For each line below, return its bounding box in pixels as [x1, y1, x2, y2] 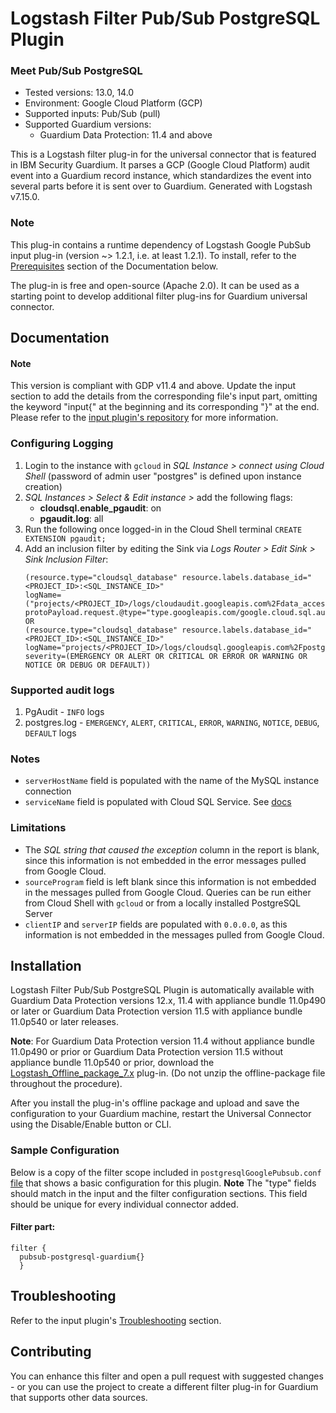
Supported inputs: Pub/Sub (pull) [24, 108, 161, 120]
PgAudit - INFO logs [24, 705, 105, 717]
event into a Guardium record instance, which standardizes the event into [10, 170, 312, 182]
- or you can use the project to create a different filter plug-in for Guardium [10, 1380, 319, 1392]
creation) [24, 480, 63, 492]
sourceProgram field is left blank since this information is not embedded [24, 875, 317, 887]
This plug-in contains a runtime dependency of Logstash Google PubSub [10, 238, 312, 251]
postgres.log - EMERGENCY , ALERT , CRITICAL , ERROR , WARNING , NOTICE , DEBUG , [24, 716, 320, 728]
